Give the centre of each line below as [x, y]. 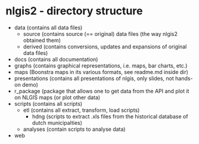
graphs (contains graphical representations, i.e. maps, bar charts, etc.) [101, 65]
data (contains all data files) [48, 27]
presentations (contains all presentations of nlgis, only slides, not [94, 78]
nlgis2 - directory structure [74, 11]
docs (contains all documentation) [56, 59]
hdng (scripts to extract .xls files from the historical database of [110, 116]
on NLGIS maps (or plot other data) [57, 97]
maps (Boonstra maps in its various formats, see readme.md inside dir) [101, 72]
